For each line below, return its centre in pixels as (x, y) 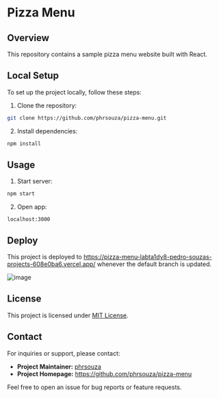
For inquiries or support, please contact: (64, 353)
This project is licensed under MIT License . (68, 315)
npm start (21, 194)
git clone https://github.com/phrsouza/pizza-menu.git (87, 118)
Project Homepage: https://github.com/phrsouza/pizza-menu (104, 373)
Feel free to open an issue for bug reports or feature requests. (94, 387)
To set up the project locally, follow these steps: (75, 92)
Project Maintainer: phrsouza (59, 367)
